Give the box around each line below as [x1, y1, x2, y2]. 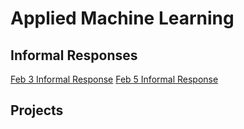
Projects [10, 102, 64, 119]
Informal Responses [10, 47, 138, 64]
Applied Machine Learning [10, 7, 235, 30]
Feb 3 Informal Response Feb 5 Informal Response [10, 73, 219, 85]
